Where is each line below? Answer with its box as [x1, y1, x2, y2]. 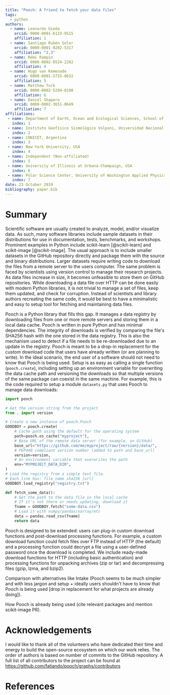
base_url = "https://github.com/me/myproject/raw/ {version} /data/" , [14, 443, 157, 448]
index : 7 [12, 177, 30, 183]
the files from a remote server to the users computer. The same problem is [5, 263, 161, 269]
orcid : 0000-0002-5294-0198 [14, 87, 73, 93]
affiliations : [5, 111, 35, 117]
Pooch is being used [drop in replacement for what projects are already [5, 586, 154, 592]
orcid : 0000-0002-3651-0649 [14, 102, 73, 107]
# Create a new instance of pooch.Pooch [5, 420, 92, 425]
